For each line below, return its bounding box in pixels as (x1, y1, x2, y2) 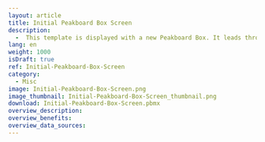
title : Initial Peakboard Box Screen (8, 19, 132, 27)
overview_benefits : (8, 114, 73, 122)
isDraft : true (8, 56, 55, 64)
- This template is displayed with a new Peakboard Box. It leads (15, 33, 242, 42)
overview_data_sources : (8, 121, 87, 129)
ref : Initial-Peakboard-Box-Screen (8, 63, 125, 71)
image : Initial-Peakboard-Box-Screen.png (8, 84, 147, 93)
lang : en (8, 41, 37, 49)
